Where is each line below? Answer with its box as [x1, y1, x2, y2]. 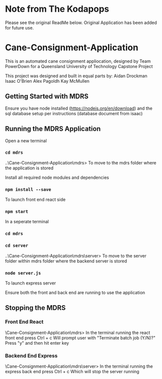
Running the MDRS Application [5, 125, 101, 133]
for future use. [5, 24, 34, 30]
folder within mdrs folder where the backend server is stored [5, 258, 127, 264]
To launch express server [5, 280, 56, 286]
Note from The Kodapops [5, 3, 109, 15]
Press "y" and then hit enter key [5, 340, 69, 346]
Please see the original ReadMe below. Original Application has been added [5, 20, 157, 25]
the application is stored [5, 165, 54, 171]
